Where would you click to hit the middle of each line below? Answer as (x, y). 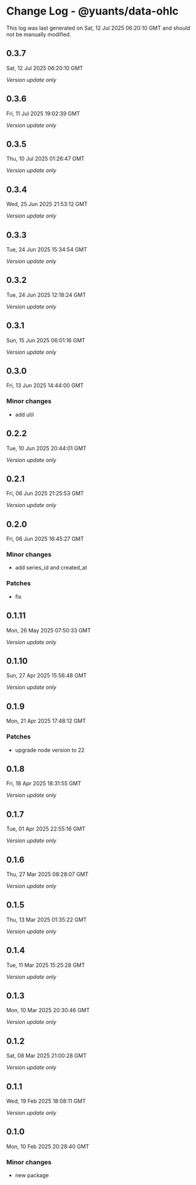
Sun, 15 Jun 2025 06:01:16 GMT (46, 340)
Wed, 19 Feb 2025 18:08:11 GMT (46, 1101)
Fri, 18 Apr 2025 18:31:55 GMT (44, 783)
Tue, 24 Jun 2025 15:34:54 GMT (47, 249)
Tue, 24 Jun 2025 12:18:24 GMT (46, 294)
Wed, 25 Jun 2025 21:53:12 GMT (47, 204)
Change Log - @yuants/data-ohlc (93, 11)
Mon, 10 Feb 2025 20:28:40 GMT (48, 1146)
